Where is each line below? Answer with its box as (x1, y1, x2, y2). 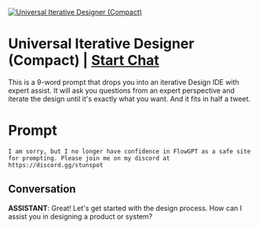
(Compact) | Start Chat (8, 52, 159, 70)
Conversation (8, 183, 76, 196)
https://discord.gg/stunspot (8, 161, 104, 169)
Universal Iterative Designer (8, 35, 195, 53)
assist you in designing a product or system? (8, 212, 153, 221)
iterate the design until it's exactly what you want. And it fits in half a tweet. (8, 94, 251, 104)
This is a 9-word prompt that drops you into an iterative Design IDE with (8, 77, 239, 86)
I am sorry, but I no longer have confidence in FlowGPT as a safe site (8, 147, 251, 155)
